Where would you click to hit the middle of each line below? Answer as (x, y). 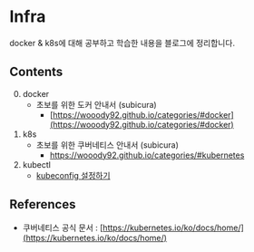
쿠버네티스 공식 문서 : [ (63, 228)
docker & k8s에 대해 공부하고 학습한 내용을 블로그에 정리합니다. (122, 43)
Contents (36, 72)
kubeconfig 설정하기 (73, 175)
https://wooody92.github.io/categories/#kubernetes (147, 155)
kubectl (37, 164)
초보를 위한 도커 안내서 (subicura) (96, 104)
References (43, 204)
